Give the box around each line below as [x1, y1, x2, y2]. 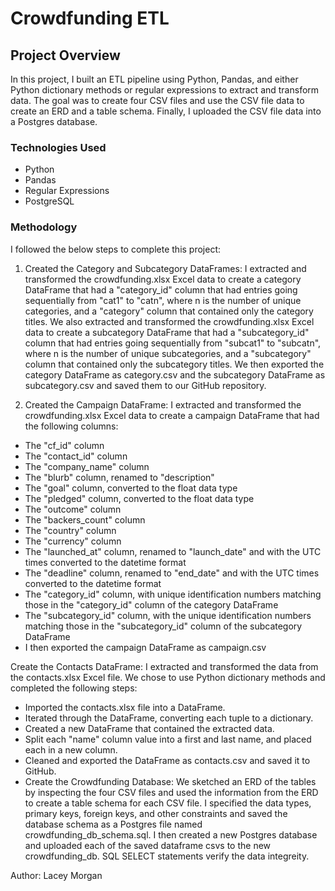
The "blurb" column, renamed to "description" [24, 471, 215, 483]
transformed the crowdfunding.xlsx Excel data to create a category [24, 273, 302, 285]
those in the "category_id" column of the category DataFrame [24, 598, 279, 611]
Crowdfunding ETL [10, 7, 170, 30]
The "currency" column [24, 535, 122, 547]
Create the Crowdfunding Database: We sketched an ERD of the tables [24, 775, 317, 787]
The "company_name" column [24, 460, 150, 472]
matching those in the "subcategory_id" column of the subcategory [24, 620, 303, 632]
